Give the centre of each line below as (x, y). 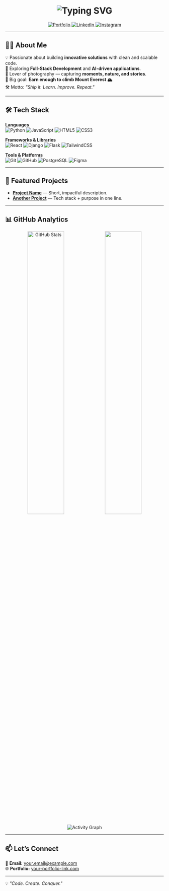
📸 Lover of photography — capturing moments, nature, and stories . (76, 73)
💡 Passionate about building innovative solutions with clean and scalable (81, 57)
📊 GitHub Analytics (37, 219)
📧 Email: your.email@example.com (41, 863)
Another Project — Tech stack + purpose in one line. (67, 198)
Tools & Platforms (24, 155)
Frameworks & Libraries (31, 140)
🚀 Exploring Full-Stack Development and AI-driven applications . (73, 68)
